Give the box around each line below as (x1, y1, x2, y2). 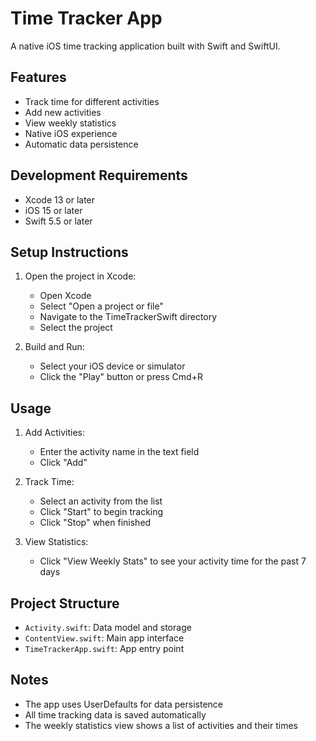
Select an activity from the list (39, 495, 163, 507)
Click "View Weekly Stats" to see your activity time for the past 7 (39, 555, 307, 567)
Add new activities (24, 106, 102, 118)
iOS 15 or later (24, 204, 83, 216)
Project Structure (10, 595, 120, 612)
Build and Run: (24, 341, 85, 353)
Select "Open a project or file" (39, 300, 164, 312)
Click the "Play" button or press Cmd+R (39, 371, 203, 383)
